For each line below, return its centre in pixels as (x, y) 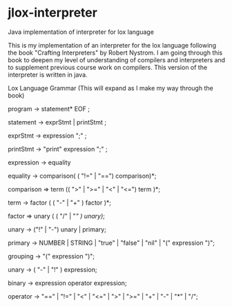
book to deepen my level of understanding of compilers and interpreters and (117, 59)
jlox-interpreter (52, 13)
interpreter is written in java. (48, 75)
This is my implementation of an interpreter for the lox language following (112, 45)
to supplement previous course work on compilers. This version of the (108, 67)
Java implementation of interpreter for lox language (81, 32)
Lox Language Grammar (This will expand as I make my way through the (110, 88)
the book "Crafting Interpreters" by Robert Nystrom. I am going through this (115, 53)
